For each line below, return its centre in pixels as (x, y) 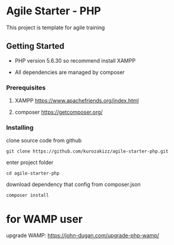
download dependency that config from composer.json (73, 184)
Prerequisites (26, 88)
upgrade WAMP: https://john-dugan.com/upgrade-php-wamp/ (83, 235)
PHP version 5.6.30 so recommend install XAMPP (75, 60)
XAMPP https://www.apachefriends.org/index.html (77, 101)
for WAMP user (45, 219)
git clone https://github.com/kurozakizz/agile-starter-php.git (87, 151)
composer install (28, 196)
